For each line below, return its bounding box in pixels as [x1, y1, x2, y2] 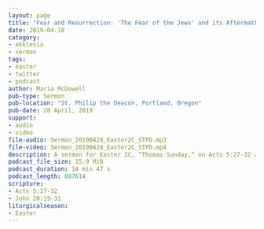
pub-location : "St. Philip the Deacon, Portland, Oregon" [8, 99, 202, 107]
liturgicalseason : [8, 201, 68, 209]
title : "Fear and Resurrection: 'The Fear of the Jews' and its [8, 19, 223, 27]
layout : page [8, 11, 51, 20]
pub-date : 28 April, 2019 [8, 107, 93, 115]
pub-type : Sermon [8, 92, 65, 100]
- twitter [8, 70, 41, 78]
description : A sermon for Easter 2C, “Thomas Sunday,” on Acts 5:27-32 [8, 150, 251, 158]
